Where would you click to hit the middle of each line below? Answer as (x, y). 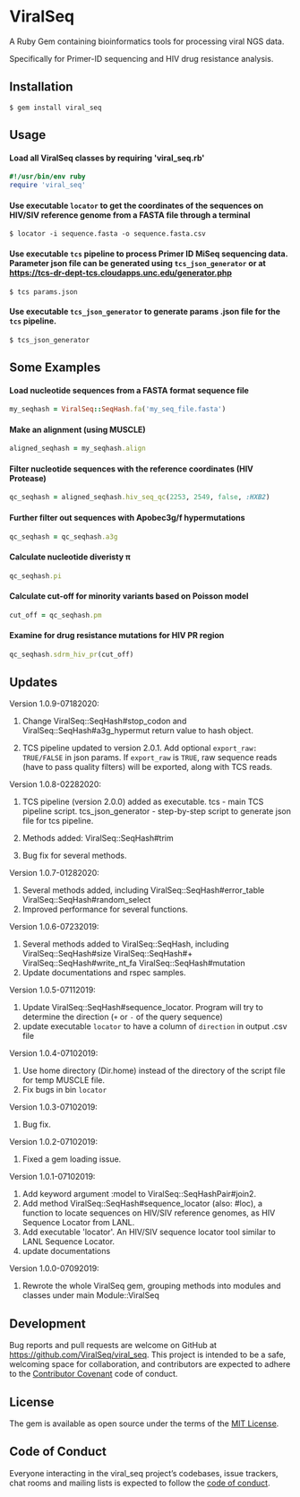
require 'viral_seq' (48, 186)
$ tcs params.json (43, 292)
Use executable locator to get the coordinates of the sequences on (137, 205)
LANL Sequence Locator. (68, 1242)
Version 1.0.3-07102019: (54, 1107)
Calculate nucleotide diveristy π (70, 557)
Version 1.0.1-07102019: (52, 1177)
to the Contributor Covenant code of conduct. (94, 1374)
